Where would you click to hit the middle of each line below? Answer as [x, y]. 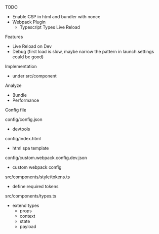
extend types [26, 205]
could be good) [28, 57]
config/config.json [24, 119]
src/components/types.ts [31, 196]
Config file [16, 110]
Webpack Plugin [29, 22]
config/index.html [23, 138]
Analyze [13, 85]
